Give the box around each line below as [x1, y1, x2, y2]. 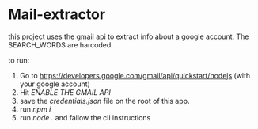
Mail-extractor [8, 6, 105, 24]
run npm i [19, 104, 51, 114]
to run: [8, 55, 30, 65]
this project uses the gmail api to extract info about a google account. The [8, 32, 249, 41]
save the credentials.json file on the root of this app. [19, 96, 190, 105]
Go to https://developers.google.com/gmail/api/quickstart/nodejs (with [19, 70, 251, 80]
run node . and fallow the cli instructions [19, 112, 151, 122]
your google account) [19, 79, 91, 89]
